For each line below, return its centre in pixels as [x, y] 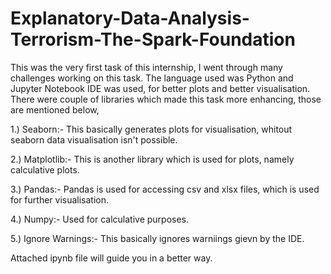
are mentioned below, [55, 109]
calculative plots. [45, 169]
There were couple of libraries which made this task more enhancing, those [166, 99]
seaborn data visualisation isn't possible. [94, 139]
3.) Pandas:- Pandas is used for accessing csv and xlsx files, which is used [165, 189]
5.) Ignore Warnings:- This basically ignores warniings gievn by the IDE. [157, 238]
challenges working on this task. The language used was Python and [152, 78]
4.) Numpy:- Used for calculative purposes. [100, 219]
